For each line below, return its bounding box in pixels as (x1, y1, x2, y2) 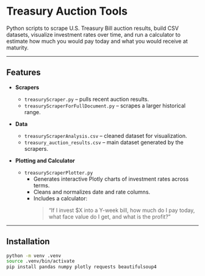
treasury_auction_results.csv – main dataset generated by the (24, 139, 184, 146)
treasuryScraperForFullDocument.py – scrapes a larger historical (24, 102, 186, 109)
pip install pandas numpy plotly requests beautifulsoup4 (6, 264, 157, 270)
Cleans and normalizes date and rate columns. (33, 188, 151, 195)
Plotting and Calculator (15, 157, 75, 164)
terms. (33, 181, 50, 189)
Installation (6, 236, 50, 247)
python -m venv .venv (6, 252, 62, 259)
